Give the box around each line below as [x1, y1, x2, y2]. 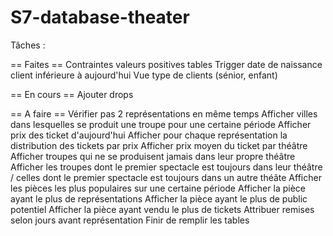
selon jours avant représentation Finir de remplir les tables [10, 214, 250, 226]
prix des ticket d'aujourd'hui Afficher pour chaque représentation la [10, 129, 288, 141]
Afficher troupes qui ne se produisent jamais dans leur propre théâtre [10, 150, 296, 162]
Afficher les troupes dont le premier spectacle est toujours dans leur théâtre [10, 161, 323, 173]
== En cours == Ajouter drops [10, 88, 134, 100]
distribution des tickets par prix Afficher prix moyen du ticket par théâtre [10, 139, 308, 151]
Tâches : [10, 39, 46, 51]
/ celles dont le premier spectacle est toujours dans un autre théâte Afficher [10, 171, 322, 183]
